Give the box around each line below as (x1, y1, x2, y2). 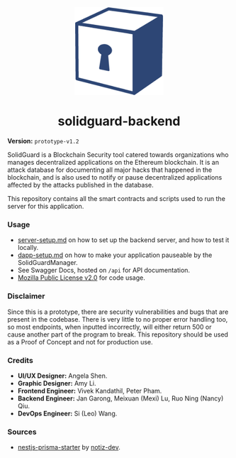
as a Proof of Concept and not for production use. (7, 337, 154, 346)
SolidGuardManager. (17, 258, 78, 267)
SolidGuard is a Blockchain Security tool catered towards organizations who (7, 151, 229, 159)
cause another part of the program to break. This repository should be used (7, 330, 229, 339)
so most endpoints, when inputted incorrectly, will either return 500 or (7, 322, 212, 331)
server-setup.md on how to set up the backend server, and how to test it (17, 236, 230, 244)
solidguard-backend (57, 114, 181, 129)
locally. (17, 244, 39, 252)
